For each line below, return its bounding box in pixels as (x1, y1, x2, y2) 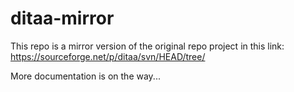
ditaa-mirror (10, 7, 115, 30)
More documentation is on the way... (10, 70, 161, 82)
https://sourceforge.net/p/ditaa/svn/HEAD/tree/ (10, 50, 206, 62)
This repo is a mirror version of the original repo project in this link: (10, 40, 285, 52)
